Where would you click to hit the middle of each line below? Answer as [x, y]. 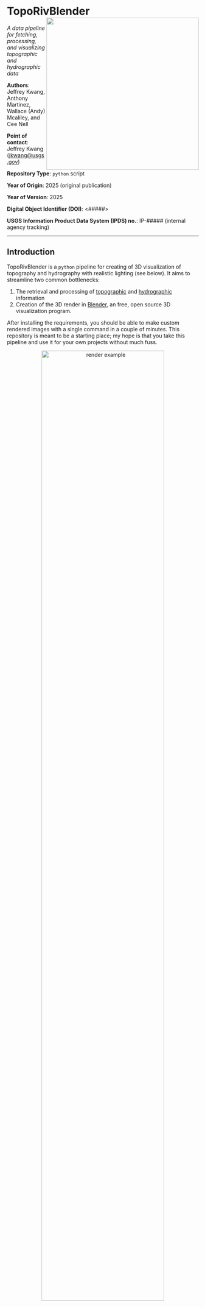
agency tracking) [28, 227]
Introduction [31, 252]
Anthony [18, 98]
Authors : [18, 85]
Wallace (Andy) [26, 111]
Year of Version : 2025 [35, 197]
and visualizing [26, 48]
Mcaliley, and [23, 118]
